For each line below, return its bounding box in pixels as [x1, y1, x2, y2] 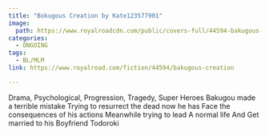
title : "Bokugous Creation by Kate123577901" [8, 11, 163, 20]
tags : [8, 49, 26, 57]
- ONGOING [15, 42, 48, 50]
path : [15, 26, 34, 34]
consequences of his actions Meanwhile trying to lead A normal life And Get [8, 110, 259, 119]
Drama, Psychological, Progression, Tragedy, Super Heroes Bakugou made [8, 93, 256, 102]
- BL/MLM [15, 57, 45, 65]
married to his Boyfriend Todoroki [8, 118, 119, 128]
